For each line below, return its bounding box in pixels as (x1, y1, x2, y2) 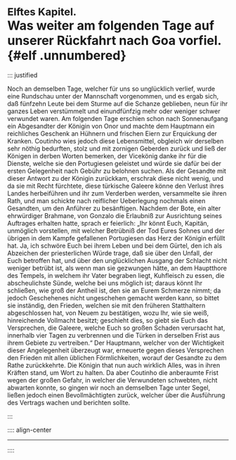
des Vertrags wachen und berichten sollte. (7, 398, 131, 407)
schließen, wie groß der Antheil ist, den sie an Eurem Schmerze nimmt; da (7, 286, 221, 295)
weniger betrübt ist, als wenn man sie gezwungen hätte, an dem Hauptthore (7, 264, 227, 272)
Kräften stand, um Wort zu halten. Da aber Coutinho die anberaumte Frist (7, 368, 219, 377)
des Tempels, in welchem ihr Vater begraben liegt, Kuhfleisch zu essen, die (7, 271, 225, 279)
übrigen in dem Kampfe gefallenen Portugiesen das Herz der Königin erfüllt (7, 234, 225, 242)
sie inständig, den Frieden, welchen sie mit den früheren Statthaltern (7, 301, 206, 309)
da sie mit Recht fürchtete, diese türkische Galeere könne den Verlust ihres (7, 181, 224, 190)
